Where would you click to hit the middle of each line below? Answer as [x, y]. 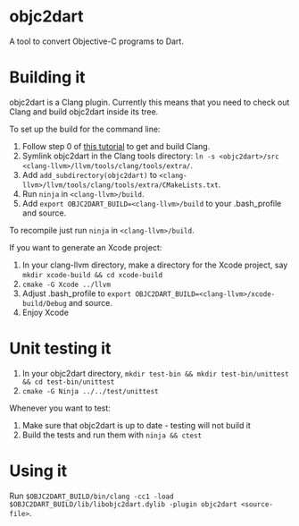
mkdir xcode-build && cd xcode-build [92, 275]
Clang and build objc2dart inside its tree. [84, 111]
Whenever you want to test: [60, 408]
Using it [38, 471]
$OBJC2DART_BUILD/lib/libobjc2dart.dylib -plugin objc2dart [124, 504]
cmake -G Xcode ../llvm [66, 284]
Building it [47, 77]
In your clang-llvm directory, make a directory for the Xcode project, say [155, 265]
